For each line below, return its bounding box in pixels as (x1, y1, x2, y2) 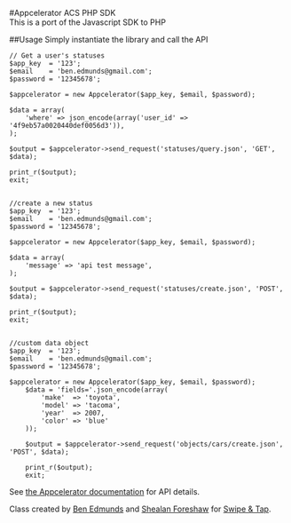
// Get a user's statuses (9, 52, 105, 60)
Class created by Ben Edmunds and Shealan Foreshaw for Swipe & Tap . (9, 503, 271, 514)
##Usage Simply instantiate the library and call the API (9, 35, 208, 44)
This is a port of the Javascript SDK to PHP (9, 17, 167, 28)
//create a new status (9, 199, 93, 208)
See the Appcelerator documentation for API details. (9, 487, 201, 496)
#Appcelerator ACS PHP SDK (9, 8, 116, 18)
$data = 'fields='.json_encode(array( (25, 385, 169, 394)
